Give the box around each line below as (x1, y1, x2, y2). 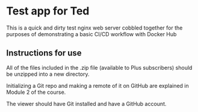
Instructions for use (6, 48, 82, 58)
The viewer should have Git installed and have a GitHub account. (6, 100, 167, 107)
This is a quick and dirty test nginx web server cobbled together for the (6, 24, 183, 31)
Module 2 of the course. (6, 89, 66, 96)
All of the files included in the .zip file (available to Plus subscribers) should (6, 64, 193, 71)
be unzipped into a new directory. (6, 70, 90, 78)
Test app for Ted (6, 4, 90, 18)
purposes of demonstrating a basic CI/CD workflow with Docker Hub (6, 30, 177, 37)
